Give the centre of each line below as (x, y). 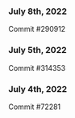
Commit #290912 (37, 29)
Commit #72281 (35, 107)
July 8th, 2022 (37, 11)
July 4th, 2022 (38, 89)
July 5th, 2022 (37, 50)
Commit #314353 (37, 68)
